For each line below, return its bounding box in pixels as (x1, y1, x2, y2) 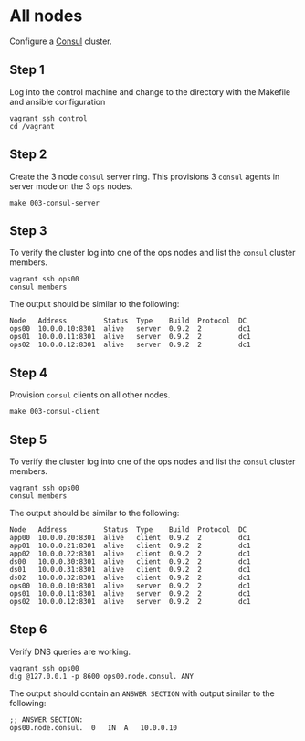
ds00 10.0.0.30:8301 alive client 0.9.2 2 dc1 (9, 557, 251, 566)
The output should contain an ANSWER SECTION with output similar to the (9, 687, 276, 699)
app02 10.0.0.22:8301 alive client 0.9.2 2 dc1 (9, 549, 251, 558)
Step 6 (9, 622, 47, 638)
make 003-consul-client (9, 408, 100, 417)
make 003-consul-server (9, 198, 100, 207)
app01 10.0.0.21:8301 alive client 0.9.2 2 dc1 (9, 541, 251, 550)
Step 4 (9, 365, 48, 380)
